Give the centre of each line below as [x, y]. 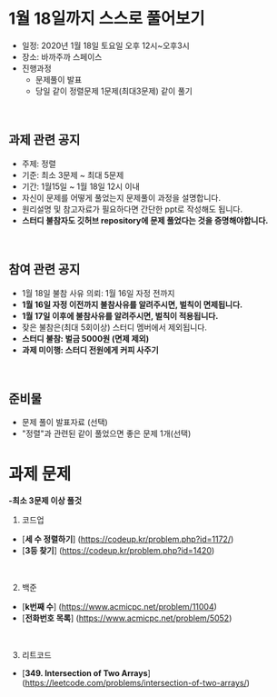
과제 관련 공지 [45, 140]
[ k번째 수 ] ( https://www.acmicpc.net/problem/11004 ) [119, 607]
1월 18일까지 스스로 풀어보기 [107, 19]
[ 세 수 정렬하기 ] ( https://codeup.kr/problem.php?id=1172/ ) [128, 539]
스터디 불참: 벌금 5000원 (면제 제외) [85, 338]
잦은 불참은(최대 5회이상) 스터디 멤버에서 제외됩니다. [114, 327]
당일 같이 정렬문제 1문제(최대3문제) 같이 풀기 [114, 91]
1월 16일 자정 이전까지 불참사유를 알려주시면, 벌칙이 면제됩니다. [132, 304]
